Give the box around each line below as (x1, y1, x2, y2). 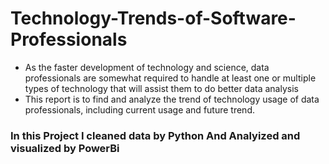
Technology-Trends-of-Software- (10, 7, 297, 30)
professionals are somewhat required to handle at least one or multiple (24, 72, 317, 84)
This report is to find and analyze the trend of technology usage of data (24, 93, 320, 105)
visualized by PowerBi (10, 141, 120, 155)
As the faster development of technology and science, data (24, 61, 270, 73)
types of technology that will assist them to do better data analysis (24, 82, 299, 94)
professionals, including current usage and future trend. (24, 103, 255, 116)
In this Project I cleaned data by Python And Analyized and (10, 128, 301, 142)
